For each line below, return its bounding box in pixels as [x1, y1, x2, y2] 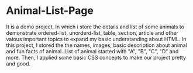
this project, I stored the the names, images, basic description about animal [6, 42, 187, 49]
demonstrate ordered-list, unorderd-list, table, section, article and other [6, 29, 178, 36]
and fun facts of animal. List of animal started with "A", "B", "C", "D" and [6, 48, 179, 54]
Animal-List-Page [6, 4, 94, 17]
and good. [6, 60, 31, 67]
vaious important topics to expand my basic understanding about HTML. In [6, 35, 187, 42]
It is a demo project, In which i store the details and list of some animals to [6, 23, 184, 30]
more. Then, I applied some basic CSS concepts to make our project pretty [6, 54, 186, 61]
